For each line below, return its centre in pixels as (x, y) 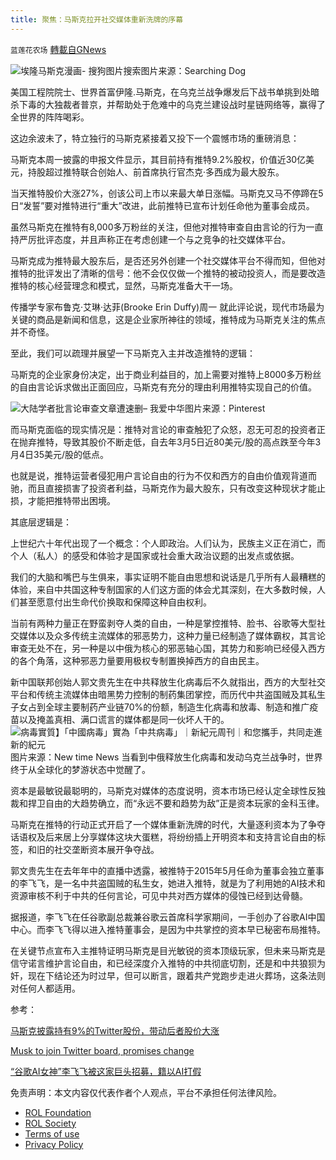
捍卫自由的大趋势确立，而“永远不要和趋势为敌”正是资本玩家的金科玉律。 (176, 803)
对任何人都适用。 (45, 988)
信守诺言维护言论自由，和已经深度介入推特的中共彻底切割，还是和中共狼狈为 (168, 963)
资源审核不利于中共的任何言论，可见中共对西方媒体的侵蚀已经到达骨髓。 (159, 895)
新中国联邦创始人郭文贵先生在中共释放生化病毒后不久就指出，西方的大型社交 (168, 682)
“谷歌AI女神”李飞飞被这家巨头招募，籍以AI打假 (106, 1071)
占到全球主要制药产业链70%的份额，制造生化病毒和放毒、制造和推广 (168, 707)
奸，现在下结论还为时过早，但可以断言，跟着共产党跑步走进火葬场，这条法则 (168, 975)
